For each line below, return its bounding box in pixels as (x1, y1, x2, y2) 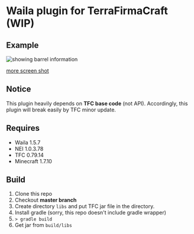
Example (6, 40, 39, 50)
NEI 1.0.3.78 (14, 145, 44, 152)
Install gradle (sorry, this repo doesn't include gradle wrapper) (14, 209, 167, 216)
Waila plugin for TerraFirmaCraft (6, 4, 169, 18)
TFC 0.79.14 (14, 151, 44, 159)
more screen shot (6, 67, 49, 74)
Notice (6, 84, 31, 94)
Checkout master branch (14, 196, 77, 204)
